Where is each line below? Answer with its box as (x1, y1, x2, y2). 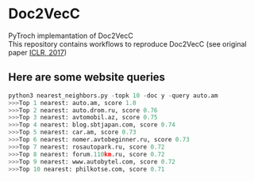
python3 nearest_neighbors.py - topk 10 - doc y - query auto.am (8, 92, 218, 100)
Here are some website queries (8, 70, 165, 84)
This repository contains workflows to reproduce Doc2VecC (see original (8, 39, 248, 48)
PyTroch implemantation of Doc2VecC (8, 31, 133, 40)
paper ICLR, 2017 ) (8, 47, 67, 57)
